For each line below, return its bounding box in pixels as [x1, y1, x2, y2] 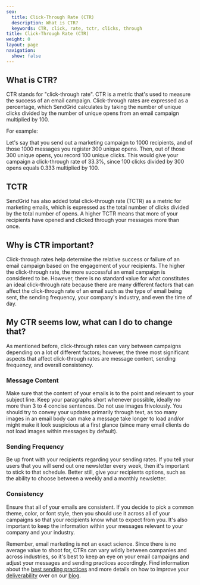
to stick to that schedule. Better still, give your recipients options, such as [6, 468, 186, 476]
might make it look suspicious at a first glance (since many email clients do [6, 421, 190, 428]
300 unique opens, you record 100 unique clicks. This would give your [6, 152, 179, 159]
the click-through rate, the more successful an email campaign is [6, 268, 165, 276]
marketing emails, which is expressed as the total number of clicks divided [6, 204, 189, 211]
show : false [11, 53, 42, 59]
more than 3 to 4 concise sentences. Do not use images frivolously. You [6, 402, 183, 409]
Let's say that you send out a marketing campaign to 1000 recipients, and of [6, 139, 193, 146]
